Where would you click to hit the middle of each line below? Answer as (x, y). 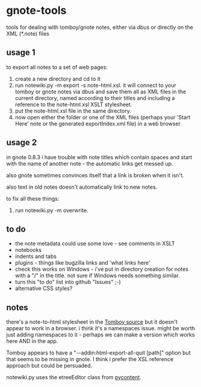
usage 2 (22, 143)
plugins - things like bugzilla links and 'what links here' (82, 263)
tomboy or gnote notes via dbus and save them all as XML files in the (100, 92)
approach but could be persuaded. (49, 366)
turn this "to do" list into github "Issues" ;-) (68, 282)
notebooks (28, 250)
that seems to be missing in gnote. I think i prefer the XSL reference (90, 359)
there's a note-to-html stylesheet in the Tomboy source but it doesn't (92, 322)
